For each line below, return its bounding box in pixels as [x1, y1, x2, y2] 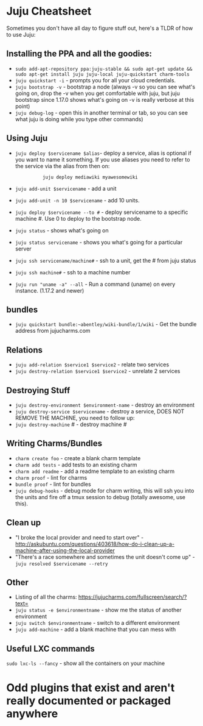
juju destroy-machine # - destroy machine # [15, 421, 127, 428]
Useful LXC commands [6, 643, 95, 653]
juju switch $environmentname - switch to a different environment [15, 619, 181, 627]
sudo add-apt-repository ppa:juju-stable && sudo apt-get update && [15, 66, 193, 72]
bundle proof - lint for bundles [15, 480, 91, 488]
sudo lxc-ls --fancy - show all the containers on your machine [6, 660, 165, 667]
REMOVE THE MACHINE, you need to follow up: [15, 415, 135, 421]
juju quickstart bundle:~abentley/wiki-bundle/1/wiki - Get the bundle [15, 321, 197, 328]
